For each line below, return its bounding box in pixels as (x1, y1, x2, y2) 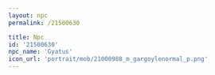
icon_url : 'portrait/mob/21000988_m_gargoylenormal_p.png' (8, 55, 209, 63)
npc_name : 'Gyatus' (8, 48, 73, 56)
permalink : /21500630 (8, 19, 80, 27)
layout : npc (8, 11, 48, 20)
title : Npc (8, 33, 45, 41)
